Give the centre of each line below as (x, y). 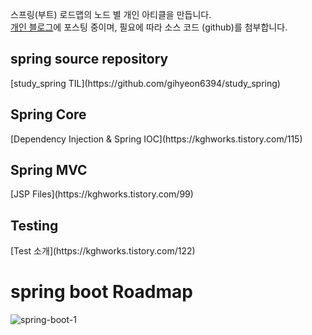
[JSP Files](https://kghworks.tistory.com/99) (102, 194)
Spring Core (48, 114)
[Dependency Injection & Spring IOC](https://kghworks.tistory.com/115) (156, 139)
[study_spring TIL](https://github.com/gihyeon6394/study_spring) (145, 83)
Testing (34, 225)
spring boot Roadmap (101, 292)
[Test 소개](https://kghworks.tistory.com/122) (103, 251)
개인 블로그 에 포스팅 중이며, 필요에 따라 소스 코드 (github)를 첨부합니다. (149, 27)
